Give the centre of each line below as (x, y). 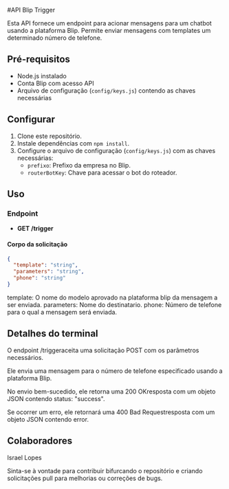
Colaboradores (40, 441)
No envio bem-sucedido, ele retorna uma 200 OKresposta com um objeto (111, 391)
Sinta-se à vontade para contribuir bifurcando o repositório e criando (105, 470)
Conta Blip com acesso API (55, 83)
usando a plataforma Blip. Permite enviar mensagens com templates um (109, 31)
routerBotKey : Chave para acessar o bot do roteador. (102, 172)
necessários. (25, 357)
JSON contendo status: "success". (56, 398)
